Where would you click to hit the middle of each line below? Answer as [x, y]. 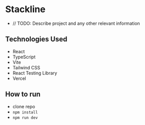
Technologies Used [36, 39]
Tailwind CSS [26, 67]
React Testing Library [35, 73]
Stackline [25, 9]
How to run [23, 94]
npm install [25, 112]
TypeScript [24, 57]
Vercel [19, 78]
